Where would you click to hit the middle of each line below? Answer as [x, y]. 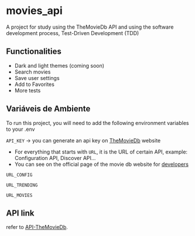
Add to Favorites [34, 84]
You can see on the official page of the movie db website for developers [102, 164]
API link [20, 213]
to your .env [20, 129]
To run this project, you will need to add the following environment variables [97, 123]
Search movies [32, 72]
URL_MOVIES [19, 195]
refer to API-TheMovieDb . [37, 227]
